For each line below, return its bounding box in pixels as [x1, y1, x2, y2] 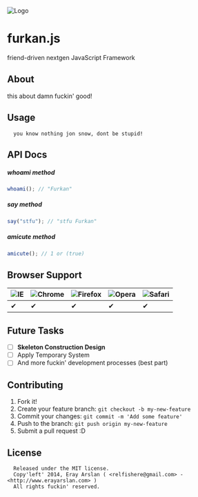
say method [7, 200, 43, 208]
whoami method [7, 168, 55, 176]
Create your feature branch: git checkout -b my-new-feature [17, 405, 191, 413]
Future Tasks [7, 324, 64, 336]
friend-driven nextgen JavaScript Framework [7, 53, 136, 61]
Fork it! [17, 398, 38, 406]
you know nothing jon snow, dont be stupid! [13, 130, 143, 137]
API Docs [7, 148, 48, 160]
